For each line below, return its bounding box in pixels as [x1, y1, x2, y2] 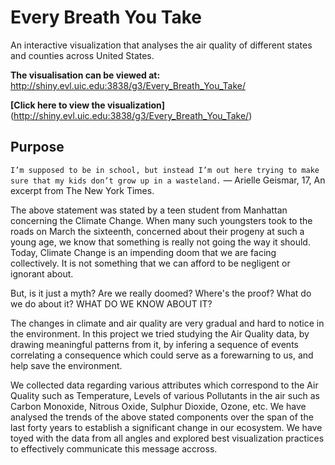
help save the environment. [10, 359, 123, 371]
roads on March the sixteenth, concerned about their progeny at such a [10, 225, 305, 237]
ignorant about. [10, 267, 74, 280]
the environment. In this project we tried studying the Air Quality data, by [10, 327, 310, 340]
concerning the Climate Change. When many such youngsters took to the [10, 214, 313, 226]
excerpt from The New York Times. [10, 184, 155, 196]
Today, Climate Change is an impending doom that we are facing [10, 246, 277, 258]
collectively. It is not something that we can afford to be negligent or [10, 257, 291, 269]
